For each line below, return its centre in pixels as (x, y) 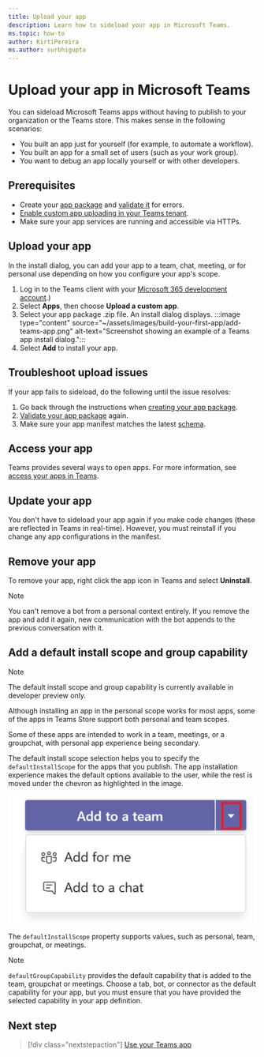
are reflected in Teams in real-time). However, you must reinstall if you (122, 528)
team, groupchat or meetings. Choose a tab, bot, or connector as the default (132, 984)
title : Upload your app (47, 17)
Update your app (50, 500)
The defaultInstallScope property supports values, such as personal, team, (132, 937)
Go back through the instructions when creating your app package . (128, 407)
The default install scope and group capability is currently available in (121, 686)
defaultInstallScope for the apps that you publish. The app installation (123, 766)
